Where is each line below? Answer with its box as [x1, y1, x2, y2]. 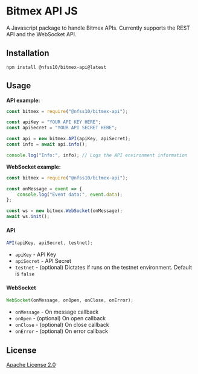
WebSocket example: [6, 163, 62, 170]
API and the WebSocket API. [6, 30, 77, 37]
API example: [6, 97, 40, 104]
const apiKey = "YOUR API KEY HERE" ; [6, 119, 101, 125]
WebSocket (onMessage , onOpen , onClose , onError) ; [6, 297, 134, 303]
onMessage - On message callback [14, 308, 99, 315]
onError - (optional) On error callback [14, 327, 109, 335]
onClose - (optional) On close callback [14, 321, 110, 329]
